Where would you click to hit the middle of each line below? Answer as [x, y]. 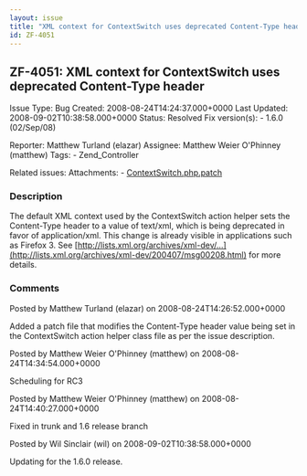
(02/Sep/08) [33, 128]
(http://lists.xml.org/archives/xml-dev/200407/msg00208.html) [128, 255]
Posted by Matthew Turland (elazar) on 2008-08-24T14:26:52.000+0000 [148, 308]
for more [265, 255]
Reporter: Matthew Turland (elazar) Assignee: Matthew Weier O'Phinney [145, 145]
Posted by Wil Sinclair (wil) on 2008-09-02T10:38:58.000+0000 [130, 443]
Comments [34, 289]
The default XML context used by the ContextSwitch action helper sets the [150, 217]
